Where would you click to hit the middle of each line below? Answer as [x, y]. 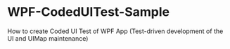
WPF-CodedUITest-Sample [89, 12]
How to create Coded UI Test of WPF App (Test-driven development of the [115, 31]
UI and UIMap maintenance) [48, 38]
